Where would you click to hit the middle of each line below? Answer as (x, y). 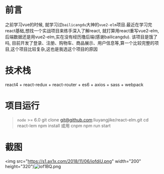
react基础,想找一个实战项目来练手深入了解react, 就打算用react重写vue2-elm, (82, 30)
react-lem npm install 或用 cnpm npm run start (64, 125)
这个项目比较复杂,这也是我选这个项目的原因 (54, 49)
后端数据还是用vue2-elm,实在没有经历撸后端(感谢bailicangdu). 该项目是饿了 (81, 37)
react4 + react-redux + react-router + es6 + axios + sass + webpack (74, 84)
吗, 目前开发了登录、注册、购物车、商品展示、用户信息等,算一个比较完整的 (80, 43)
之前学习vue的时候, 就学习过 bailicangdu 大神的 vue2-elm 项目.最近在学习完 (79, 25)
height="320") (20, 166)
